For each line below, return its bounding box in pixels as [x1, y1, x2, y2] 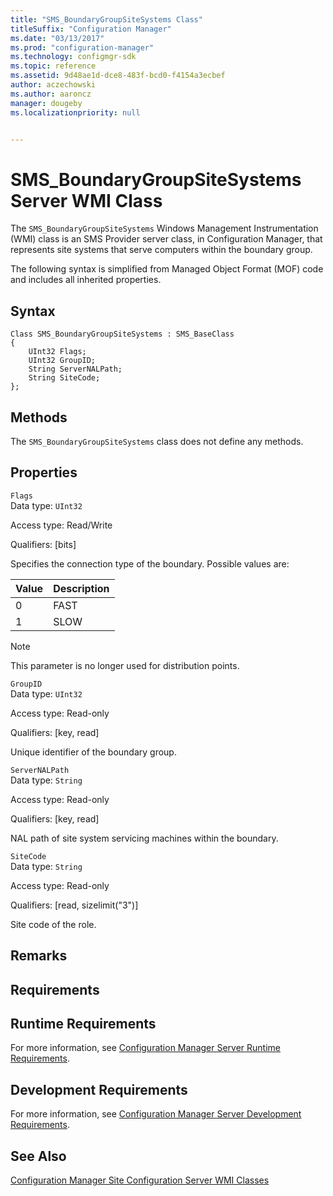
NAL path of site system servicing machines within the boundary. [10, 832, 279, 844]
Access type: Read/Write [10, 519, 113, 531]
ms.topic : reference [10, 61, 97, 71]
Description [53, 581, 110, 595]
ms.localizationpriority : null [10, 107, 141, 118]
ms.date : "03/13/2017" [10, 33, 105, 43]
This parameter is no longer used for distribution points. [10, 659, 240, 671]
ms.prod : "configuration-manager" [10, 42, 155, 53]
